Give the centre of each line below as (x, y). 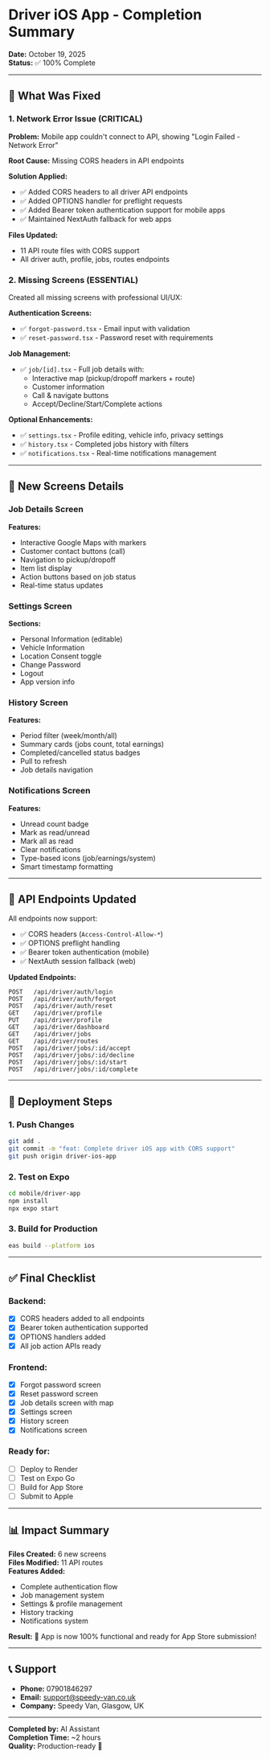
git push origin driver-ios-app (62, 1156)
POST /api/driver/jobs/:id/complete (73, 1070)
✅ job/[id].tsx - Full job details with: (82, 369)
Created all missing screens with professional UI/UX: (95, 297)
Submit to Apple (47, 1496)
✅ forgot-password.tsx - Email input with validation (105, 328)
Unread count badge (54, 824)
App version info (47, 682)
